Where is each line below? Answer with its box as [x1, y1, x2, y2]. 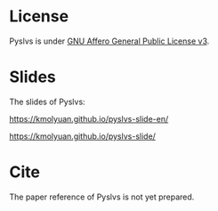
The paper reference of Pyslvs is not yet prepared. [9, 191, 195, 202]
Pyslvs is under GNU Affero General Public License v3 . [9, 36, 210, 46]
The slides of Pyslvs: [9, 96, 86, 107]
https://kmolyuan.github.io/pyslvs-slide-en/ [9, 113, 169, 124]
